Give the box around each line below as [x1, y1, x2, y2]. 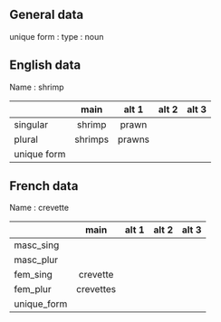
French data [9, 178, 79, 194]
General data [9, 7, 84, 23]
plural [14, 133, 39, 146]
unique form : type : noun [9, 31, 104, 42]
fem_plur [14, 283, 52, 296]
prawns [117, 133, 150, 146]
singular [14, 118, 48, 130]
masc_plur [14, 253, 59, 266]
